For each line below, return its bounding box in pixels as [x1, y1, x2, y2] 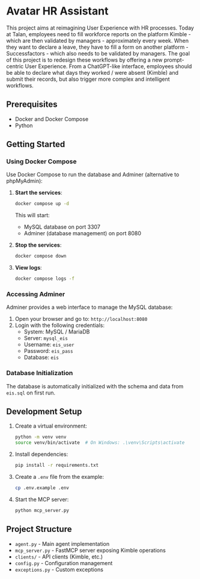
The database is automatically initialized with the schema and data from [6, 382, 184, 390]
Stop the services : [14, 241, 62, 248]
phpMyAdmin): [6, 177, 43, 185]
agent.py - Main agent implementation [14, 540, 110, 547]
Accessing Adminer [6, 289, 65, 298]
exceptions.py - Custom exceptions [14, 566, 104, 573]
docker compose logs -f [14, 276, 75, 282]
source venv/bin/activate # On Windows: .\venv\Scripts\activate [14, 440, 185, 446]
